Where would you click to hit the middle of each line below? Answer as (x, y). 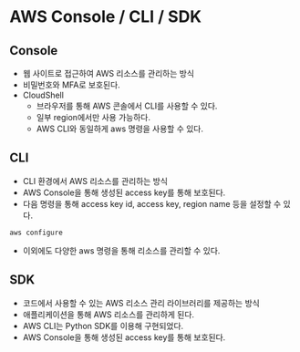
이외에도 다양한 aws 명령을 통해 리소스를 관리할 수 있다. (121, 250)
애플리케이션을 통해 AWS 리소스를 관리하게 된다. (108, 314)
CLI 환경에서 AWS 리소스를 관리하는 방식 (95, 181)
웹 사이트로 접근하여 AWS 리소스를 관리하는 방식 (108, 73)
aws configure (36, 233)
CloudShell (43, 95)
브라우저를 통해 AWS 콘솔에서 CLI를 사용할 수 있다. (127, 106)
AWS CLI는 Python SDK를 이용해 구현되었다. (103, 326)
